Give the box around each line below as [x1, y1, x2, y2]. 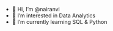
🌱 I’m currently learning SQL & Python [12, 18, 108, 25]
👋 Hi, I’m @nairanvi [12, 6, 60, 13]
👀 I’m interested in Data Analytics [12, 12, 96, 19]
